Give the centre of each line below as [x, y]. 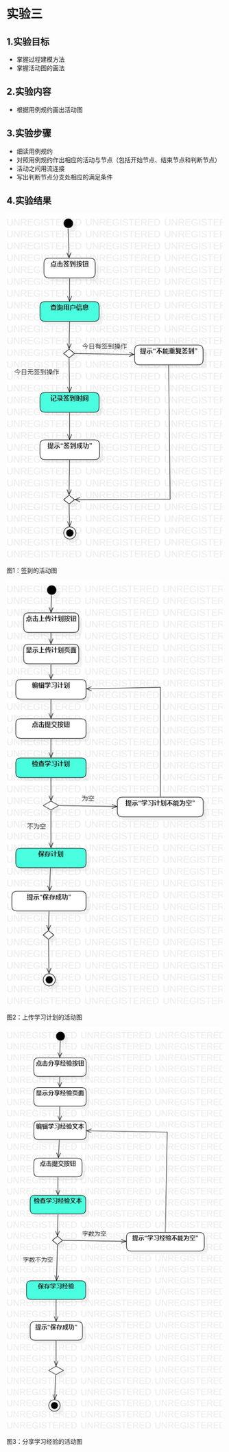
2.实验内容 [29, 92]
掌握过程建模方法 [40, 59]
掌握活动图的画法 [40, 68]
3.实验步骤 [29, 134]
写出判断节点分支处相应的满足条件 [64, 177]
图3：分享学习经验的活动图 [45, 1441]
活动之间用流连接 [40, 168]
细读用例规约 [34, 151]
